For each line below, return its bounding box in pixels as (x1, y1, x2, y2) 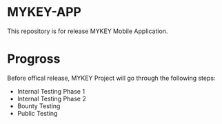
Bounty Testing (17, 101, 61, 110)
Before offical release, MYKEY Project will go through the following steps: (7, 74, 216, 82)
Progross (7, 51, 61, 67)
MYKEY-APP (7, 4, 81, 20)
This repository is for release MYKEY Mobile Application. (7, 27, 168, 35)
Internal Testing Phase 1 (17, 87, 85, 95)
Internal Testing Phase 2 (17, 94, 86, 103)
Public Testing (17, 109, 58, 117)
